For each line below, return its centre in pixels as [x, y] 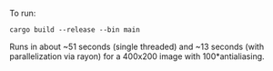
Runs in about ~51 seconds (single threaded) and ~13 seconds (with [137, 46]
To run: [23, 13]
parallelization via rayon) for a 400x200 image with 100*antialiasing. [137, 56]
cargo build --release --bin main [75, 30]
